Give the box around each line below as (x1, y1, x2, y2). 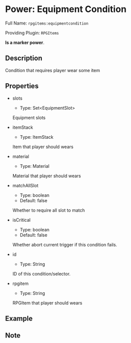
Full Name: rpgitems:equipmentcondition (5, 20, 89, 26)
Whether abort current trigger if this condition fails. (12, 241, 118, 247)
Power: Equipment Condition (5, 4, 127, 15)
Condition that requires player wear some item (5, 67, 101, 73)
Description (5, 54, 42, 63)
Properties (5, 82, 39, 91)
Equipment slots (12, 114, 46, 121)
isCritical (12, 217, 31, 223)
